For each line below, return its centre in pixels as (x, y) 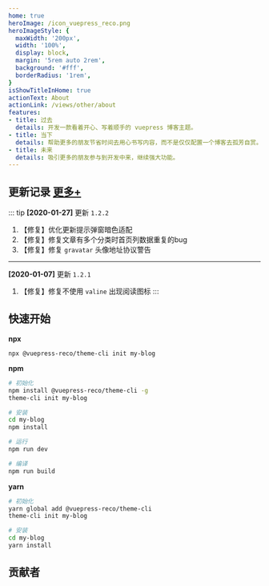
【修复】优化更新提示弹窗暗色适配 (76, 230)
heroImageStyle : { (39, 30)
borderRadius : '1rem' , (53, 75)
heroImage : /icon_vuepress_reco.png (69, 23)
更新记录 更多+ (45, 192)
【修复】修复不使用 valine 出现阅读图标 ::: (89, 291)
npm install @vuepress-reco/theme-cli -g (78, 390)
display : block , (42, 53)
